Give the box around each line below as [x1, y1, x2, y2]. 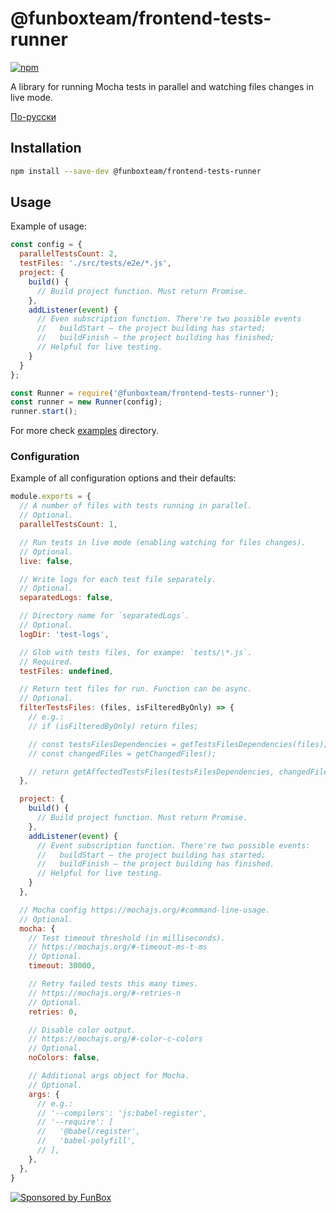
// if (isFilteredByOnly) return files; [28, 721, 199, 731]
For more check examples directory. [10, 425, 160, 437]
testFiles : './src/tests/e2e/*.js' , [19, 258, 172, 269]
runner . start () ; [10, 407, 78, 417]
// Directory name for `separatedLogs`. [19, 611, 190, 621]
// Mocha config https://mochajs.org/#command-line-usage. [19, 905, 271, 915]
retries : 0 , [28, 1007, 78, 1017]
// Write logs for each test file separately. [19, 574, 217, 584]
